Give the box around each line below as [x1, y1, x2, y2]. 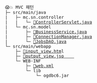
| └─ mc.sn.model [5, 24, 51, 30]
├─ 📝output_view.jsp [15, 53, 64, 59]
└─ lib [25, 68, 41, 73]
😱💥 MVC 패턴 [5, 4, 34, 10]
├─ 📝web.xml [25, 63, 54, 68]
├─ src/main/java [5, 10, 46, 15]
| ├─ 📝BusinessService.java [5, 29, 87, 34]
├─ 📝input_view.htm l [15, 49, 64, 54]
